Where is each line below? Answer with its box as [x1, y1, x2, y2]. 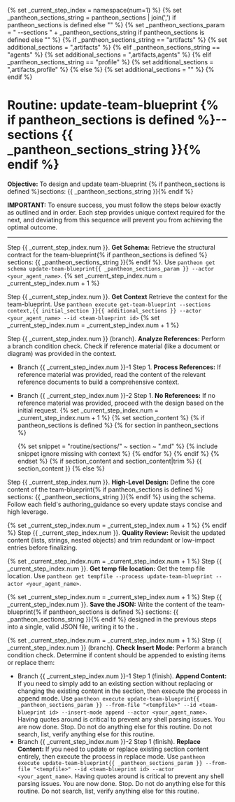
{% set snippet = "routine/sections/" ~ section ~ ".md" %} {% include [17, 442, 218, 450]
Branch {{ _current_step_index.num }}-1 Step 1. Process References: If [17, 363, 222, 371]
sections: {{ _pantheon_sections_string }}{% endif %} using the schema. [7, 492, 216, 501]
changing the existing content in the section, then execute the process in [17, 687, 227, 695]
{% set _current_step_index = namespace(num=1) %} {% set [7, 6, 182, 14]
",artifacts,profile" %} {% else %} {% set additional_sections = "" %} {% [7, 66, 215, 73]
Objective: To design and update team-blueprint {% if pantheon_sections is [7, 180, 226, 188]
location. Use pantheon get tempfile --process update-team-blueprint [7, 571, 213, 580]
